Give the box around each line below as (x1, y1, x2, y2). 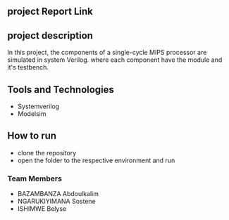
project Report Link (7, 6, 93, 18)
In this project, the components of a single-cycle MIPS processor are (7, 48, 207, 57)
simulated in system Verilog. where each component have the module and (7, 56, 223, 64)
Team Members (7, 174, 62, 183)
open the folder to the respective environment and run (17, 156, 175, 164)
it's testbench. (7, 63, 49, 72)
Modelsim (17, 110, 47, 118)
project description (7, 30, 94, 41)
